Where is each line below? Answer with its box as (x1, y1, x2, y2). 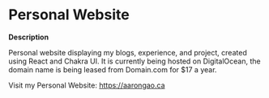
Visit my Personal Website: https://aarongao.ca (8, 80, 165, 90)
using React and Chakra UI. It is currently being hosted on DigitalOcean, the (8, 56, 261, 66)
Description (8, 32, 49, 42)
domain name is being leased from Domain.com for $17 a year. (8, 64, 217, 74)
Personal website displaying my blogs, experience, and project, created (8, 47, 247, 57)
